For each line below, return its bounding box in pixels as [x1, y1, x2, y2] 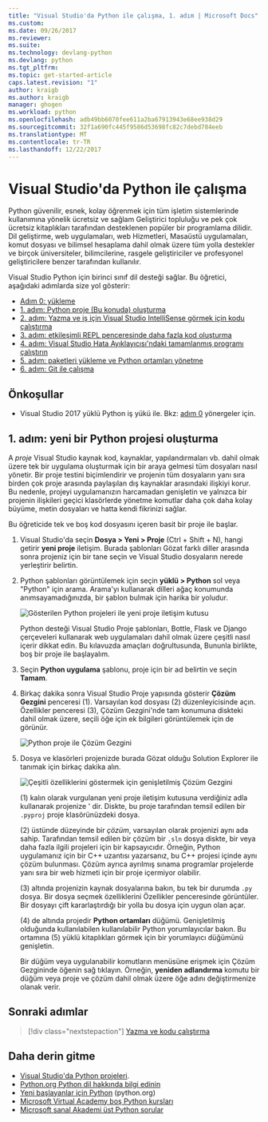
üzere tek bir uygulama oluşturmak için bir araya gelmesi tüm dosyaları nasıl [8, 461, 258, 471]
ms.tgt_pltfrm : [8, 64, 59, 72]
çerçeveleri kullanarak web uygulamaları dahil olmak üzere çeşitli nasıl [19, 632, 251, 641]
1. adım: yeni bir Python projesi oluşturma [8, 432, 219, 446]
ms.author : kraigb [8, 93, 69, 101]
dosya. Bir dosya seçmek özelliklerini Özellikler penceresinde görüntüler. [19, 891, 259, 901]
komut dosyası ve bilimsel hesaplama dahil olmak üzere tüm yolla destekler [8, 240, 255, 250]
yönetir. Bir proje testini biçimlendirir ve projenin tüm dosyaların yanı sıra [8, 470, 246, 479]
